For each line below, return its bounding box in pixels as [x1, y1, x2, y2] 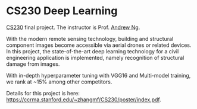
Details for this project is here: [6, 89, 80, 97]
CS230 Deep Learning [6, 4, 118, 18]
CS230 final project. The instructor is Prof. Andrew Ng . [6, 24, 140, 31]
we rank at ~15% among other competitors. [6, 78, 112, 85]
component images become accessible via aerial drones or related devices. [6, 41, 192, 49]
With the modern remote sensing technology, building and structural [6, 35, 174, 42]
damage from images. [6, 60, 60, 68]
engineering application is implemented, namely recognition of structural [6, 54, 185, 61]
